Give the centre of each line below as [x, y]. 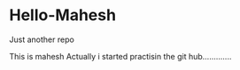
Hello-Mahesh [63, 15]
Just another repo [42, 39]
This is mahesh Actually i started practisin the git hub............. [120, 56]
